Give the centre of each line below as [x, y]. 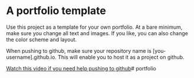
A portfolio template [56, 11]
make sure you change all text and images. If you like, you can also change [97, 33]
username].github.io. [32, 57]
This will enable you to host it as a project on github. [121, 57]
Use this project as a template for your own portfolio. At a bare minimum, [94, 27]
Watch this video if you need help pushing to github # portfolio [81, 68]
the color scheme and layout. [42, 39]
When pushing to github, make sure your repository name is [79, 50]
